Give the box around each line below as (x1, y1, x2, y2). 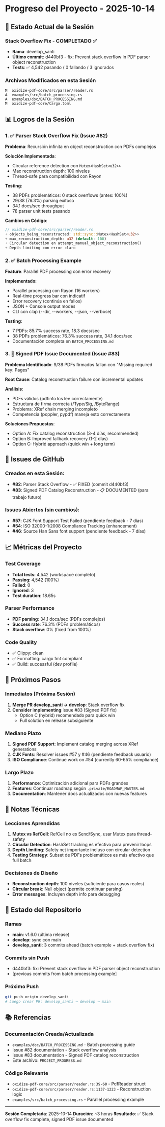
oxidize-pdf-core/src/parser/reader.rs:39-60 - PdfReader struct (12, 1081, 146, 1087)
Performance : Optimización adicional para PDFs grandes (12, 780, 129, 786)
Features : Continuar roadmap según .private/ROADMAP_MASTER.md (12, 786, 145, 791)
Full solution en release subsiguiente (19, 717, 94, 723)
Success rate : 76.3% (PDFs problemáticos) (12, 621, 101, 627)
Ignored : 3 (12, 587, 34, 593)
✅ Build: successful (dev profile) (12, 661, 78, 667)
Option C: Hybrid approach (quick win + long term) (12, 441, 115, 447)
